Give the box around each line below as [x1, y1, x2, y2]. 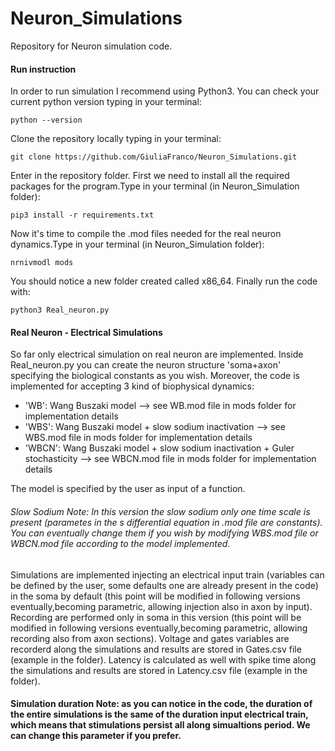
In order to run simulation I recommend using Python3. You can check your [10, 85, 320, 97]
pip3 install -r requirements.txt [10, 210, 155, 221]
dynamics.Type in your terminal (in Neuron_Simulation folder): [10, 238, 265, 251]
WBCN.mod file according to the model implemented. [10, 537, 231, 549]
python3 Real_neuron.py [10, 305, 110, 316]
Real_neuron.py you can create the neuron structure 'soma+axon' [10, 359, 282, 371]
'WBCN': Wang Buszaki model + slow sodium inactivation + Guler [24, 442, 295, 454]
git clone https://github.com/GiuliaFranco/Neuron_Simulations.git [10, 152, 298, 162]
